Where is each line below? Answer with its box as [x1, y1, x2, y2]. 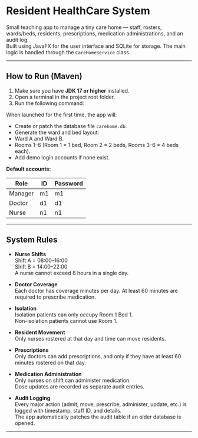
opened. [14, 419, 35, 426]
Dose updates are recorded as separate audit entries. [14, 383, 144, 390]
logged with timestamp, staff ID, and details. [14, 407, 122, 414]
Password [54, 179, 84, 187]
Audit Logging [14, 394, 51, 401]
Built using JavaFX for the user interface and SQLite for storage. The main [6, 43, 186, 50]
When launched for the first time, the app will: [6, 111, 117, 118]
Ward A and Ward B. [14, 135, 64, 142]
